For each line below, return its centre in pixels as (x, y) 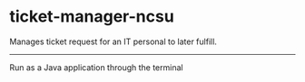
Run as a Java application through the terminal (96, 67)
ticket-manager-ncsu (92, 17)
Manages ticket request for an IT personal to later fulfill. (113, 41)
